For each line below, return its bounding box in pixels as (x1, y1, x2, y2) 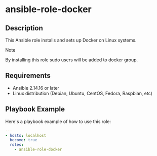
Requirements (5, 71, 51, 80)
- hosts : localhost (5, 133, 47, 138)
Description (5, 24, 43, 32)
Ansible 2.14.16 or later (12, 85, 60, 91)
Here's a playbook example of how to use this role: (5, 118, 111, 125)
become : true (10, 138, 37, 143)
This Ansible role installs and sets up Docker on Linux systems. (5, 37, 137, 43)
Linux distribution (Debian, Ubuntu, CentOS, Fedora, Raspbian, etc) (12, 90, 153, 96)
